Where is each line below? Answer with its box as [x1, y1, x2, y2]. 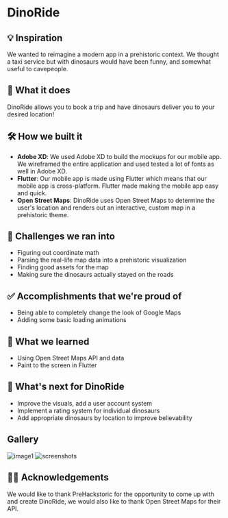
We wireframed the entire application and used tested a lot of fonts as [16, 160, 214, 168]
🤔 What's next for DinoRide [7, 381, 125, 393]
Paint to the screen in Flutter [16, 361, 97, 369]
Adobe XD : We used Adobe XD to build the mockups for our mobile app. [16, 152, 222, 160]
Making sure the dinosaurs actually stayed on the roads [16, 271, 174, 279]
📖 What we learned [7, 336, 90, 347]
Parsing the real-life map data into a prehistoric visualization [16, 256, 187, 264]
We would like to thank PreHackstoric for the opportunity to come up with [7, 490, 214, 498]
